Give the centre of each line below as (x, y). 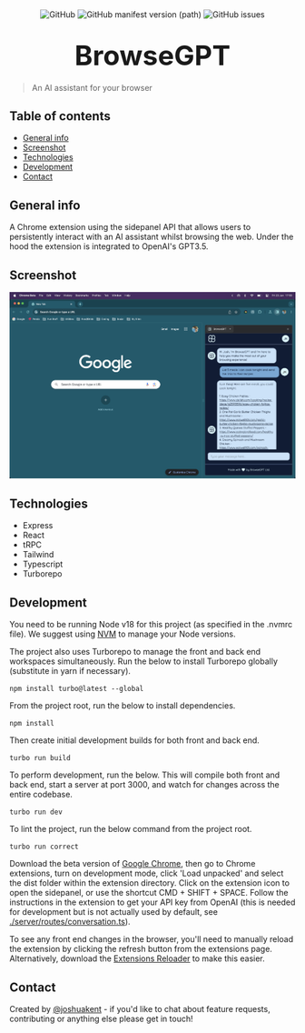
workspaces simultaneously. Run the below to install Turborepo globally (144, 661)
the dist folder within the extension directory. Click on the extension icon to (150, 883)
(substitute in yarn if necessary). (70, 671)
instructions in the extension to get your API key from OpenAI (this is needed (152, 902)
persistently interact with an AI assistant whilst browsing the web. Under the (152, 237)
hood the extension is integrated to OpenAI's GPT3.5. (109, 246)
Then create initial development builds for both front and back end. (135, 740)
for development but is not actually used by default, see (113, 912)
